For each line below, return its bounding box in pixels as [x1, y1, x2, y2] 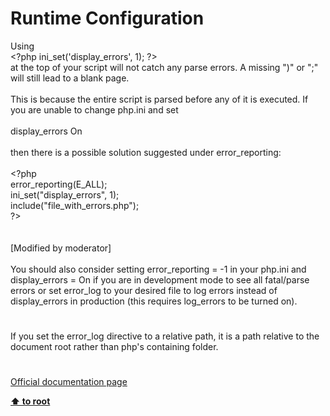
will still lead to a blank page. [10, 72, 130, 84]
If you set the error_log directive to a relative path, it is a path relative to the [10, 330, 320, 342]
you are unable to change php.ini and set [10, 103, 179, 116]
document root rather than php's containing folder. [10, 341, 219, 353]
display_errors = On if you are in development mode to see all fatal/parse [10, 273, 310, 286]
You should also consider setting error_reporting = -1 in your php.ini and [10, 263, 307, 275]
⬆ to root [10, 395, 51, 407]
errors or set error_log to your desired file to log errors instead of [10, 284, 278, 296]
